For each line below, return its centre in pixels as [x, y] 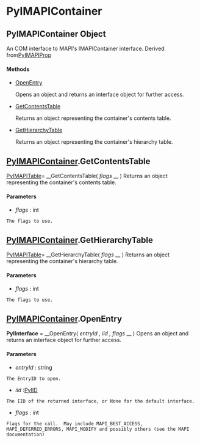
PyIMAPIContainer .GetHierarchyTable [80, 240]
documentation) [26, 435]
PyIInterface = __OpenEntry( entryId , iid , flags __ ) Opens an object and [98, 333]
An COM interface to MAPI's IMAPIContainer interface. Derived [85, 48]
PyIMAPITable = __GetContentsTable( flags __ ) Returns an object [87, 176]
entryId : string [34, 368]
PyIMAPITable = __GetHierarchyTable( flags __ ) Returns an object [88, 255]
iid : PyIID [26, 390]
